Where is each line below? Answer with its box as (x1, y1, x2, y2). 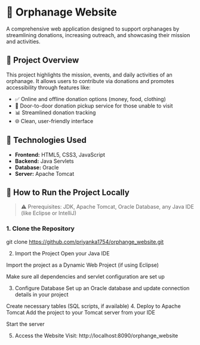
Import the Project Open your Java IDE (14, 249, 110, 257)
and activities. (6, 38, 41, 45)
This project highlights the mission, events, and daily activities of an (6, 71, 173, 78)
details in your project (14, 291, 69, 298)
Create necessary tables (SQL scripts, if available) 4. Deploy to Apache (6, 302, 181, 310)
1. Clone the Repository (6, 224, 75, 233)
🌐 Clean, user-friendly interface (14, 117, 94, 124)
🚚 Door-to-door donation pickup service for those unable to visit (14, 102, 173, 109)
